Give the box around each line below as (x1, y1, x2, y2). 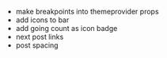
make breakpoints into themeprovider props (15, 7, 160, 16)
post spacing (15, 41, 59, 50)
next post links (15, 32, 64, 41)
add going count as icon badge (15, 24, 118, 33)
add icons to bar (15, 15, 70, 25)
